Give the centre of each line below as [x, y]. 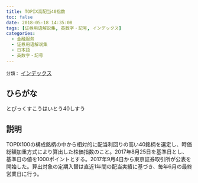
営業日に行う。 [24, 174]
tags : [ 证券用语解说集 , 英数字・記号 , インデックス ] [64, 28]
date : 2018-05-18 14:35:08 [39, 22]
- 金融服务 [23, 39]
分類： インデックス [29, 73]
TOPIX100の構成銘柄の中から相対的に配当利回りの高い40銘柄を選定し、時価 [99, 145]
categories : [21, 34]
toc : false [20, 17]
